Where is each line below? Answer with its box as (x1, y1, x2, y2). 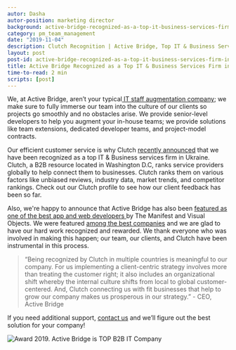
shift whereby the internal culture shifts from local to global (24, 278, 195, 286)
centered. (24, 285, 53, 294)
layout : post (7, 50, 46, 57)
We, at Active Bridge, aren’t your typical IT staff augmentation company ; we (7, 95, 227, 103)
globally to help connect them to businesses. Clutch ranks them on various (7, 168, 224, 176)
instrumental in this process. (7, 242, 89, 250)
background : (7, 23, 42, 30)
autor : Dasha (7, 10, 46, 18)
